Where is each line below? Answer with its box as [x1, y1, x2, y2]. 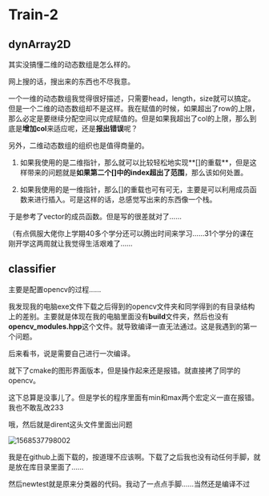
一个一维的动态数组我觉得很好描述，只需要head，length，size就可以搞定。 [8, 94, 255, 103]
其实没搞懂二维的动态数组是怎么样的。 [8, 60, 134, 69]
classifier [8, 262, 56, 276]
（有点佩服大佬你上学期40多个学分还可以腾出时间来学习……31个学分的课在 [8, 229, 255, 238]
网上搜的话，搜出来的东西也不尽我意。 [8, 77, 134, 86]
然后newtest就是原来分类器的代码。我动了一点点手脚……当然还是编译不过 [8, 478, 251, 489]
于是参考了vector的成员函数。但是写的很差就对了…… [8, 212, 183, 221]
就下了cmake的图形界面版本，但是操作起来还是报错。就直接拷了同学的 [8, 366, 241, 375]
